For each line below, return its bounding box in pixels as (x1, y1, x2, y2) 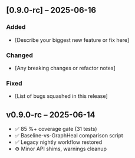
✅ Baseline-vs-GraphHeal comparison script (14, 132, 124, 139)
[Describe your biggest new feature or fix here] (14, 36, 130, 44)
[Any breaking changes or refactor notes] (14, 64, 116, 71)
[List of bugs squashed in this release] (14, 93, 108, 100)
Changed (6, 51, 34, 59)
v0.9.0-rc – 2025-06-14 (6, 110, 96, 120)
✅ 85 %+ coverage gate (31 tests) (14, 126, 97, 133)
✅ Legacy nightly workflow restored (14, 139, 103, 146)
